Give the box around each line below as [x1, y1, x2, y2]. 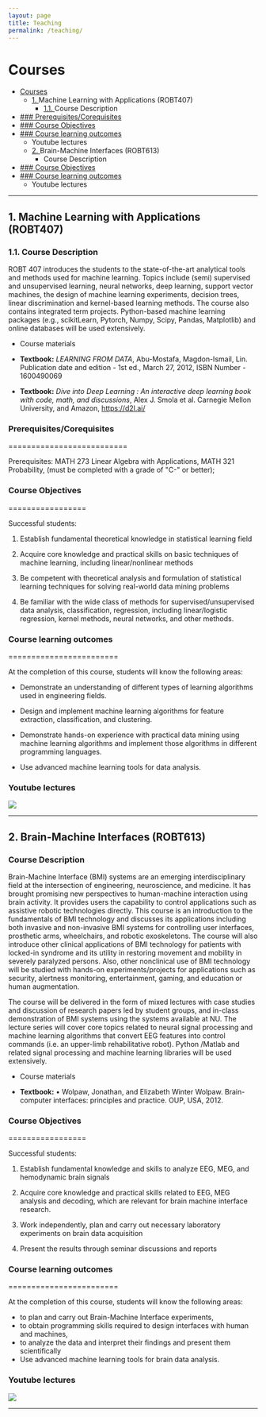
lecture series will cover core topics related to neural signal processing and [8, 1022, 253, 1032]
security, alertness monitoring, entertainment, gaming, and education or [8, 973, 243, 983]
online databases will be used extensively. [8, 323, 146, 333]
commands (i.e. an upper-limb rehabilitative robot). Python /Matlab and [8, 1039, 240, 1048]
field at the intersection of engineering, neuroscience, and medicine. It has [8, 880, 252, 890]
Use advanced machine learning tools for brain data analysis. [19, 1355, 220, 1365]
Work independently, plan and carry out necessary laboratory [19, 1220, 221, 1230]
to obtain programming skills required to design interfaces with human [19, 1321, 249, 1330]
